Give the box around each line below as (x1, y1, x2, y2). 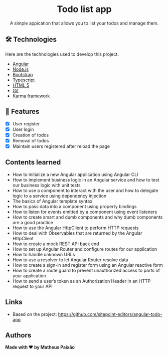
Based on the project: (12, 311, 57, 317)
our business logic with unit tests (12, 182, 81, 188)
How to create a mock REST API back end (12, 241, 99, 247)
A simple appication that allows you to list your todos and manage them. (10, 20, 159, 26)
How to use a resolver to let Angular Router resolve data (12, 257, 128, 263)
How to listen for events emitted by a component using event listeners (12, 209, 157, 215)
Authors (5, 331, 32, 339)
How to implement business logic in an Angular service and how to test (12, 176, 159, 183)
